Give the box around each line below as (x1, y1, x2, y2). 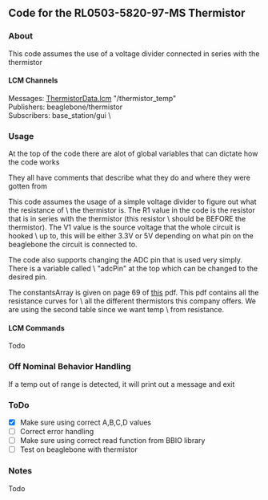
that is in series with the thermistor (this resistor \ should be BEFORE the (8, 214, 246, 224)
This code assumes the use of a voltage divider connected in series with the (8, 48, 260, 59)
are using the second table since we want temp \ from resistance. (8, 305, 225, 315)
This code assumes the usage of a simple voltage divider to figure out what (8, 197, 258, 207)
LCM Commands (8, 323, 66, 332)
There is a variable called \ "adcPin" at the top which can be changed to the (8, 264, 258, 274)
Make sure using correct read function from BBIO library (19, 436, 206, 445)
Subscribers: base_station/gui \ (8, 110, 111, 120)
